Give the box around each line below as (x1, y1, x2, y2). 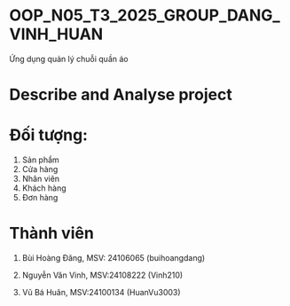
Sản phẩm (21, 154, 59, 165)
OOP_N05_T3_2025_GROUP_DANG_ (9, 5, 281, 26)
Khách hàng (21, 183, 67, 193)
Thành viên (9, 224, 95, 244)
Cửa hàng (21, 164, 59, 175)
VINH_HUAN (9, 24, 104, 44)
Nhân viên (21, 174, 60, 184)
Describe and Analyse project (9, 85, 232, 105)
